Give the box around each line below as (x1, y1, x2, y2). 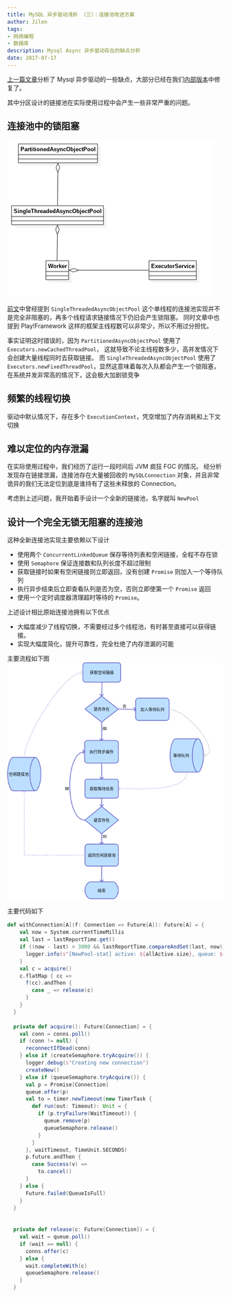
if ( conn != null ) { (19, 1038, 78, 1045)
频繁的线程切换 (7, 392, 71, 405)
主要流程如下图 (7, 654, 49, 663)
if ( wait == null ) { (19, 1241, 78, 1248)
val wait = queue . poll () (19, 1234, 91, 1241)
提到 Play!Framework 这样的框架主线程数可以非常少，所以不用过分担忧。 (7, 322, 213, 330)
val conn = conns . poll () (19, 1030, 91, 1037)
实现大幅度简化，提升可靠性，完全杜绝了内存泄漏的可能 (16, 640, 174, 648)
